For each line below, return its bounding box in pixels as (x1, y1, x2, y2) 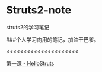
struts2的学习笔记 (6, 23, 49, 30)
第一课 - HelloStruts (6, 60, 55, 67)
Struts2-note (6, 4, 72, 17)
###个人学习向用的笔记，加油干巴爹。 (6, 36, 100, 43)
